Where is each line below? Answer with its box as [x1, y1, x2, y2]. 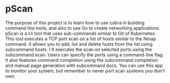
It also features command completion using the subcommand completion [5, 57, 158, 63]
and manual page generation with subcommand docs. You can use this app [5, 62, 163, 68]
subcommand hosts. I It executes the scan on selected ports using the [5, 46, 152, 52]
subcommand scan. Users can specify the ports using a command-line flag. [5, 51, 164, 58]
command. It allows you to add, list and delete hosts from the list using [5, 41, 153, 47]
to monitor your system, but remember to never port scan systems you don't [5, 67, 165, 73]
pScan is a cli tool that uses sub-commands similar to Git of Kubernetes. [5, 30, 156, 36]
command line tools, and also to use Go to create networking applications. [5, 25, 161, 31]
